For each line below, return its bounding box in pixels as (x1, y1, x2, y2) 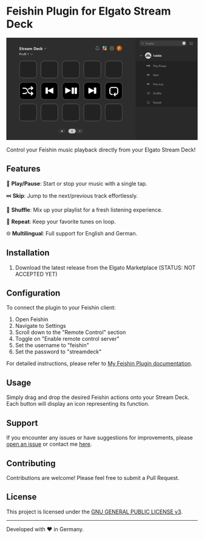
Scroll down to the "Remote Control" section (15, 329, 126, 336)
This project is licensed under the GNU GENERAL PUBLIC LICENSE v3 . (6, 508, 183, 515)
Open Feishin (15, 316, 49, 323)
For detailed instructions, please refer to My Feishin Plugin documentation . (6, 360, 192, 367)
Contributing (6, 458, 56, 468)
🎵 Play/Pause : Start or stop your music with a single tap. (6, 179, 148, 187)
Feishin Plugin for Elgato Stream (6, 4, 171, 18)
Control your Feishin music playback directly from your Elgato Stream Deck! (6, 146, 196, 153)
